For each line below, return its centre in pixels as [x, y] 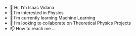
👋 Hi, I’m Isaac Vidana [32, 8]
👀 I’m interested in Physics [37, 13]
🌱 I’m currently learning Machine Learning [52, 18]
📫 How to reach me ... [33, 28]
